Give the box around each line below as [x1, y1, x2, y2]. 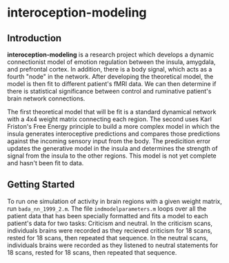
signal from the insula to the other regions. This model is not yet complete [7, 151, 217, 160]
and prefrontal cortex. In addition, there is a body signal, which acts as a [7, 65, 212, 73]
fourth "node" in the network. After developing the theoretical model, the [7, 72, 214, 81]
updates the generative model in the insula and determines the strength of [7, 145, 219, 152]
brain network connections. [7, 94, 86, 103]
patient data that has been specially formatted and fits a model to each [7, 211, 208, 220]
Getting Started [7, 179, 75, 191]
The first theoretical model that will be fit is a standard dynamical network [7, 108, 217, 116]
